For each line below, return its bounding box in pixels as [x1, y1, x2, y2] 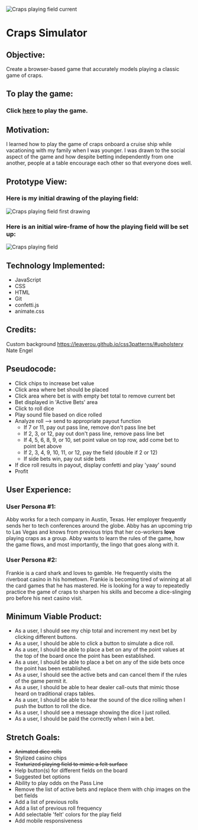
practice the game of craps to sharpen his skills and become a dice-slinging [6, 588, 191, 595]
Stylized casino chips [14, 754, 67, 761]
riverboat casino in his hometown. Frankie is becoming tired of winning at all [6, 576, 192, 583]
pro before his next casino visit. [6, 595, 83, 602]
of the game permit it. [14, 677, 68, 684]
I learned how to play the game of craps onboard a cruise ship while [6, 141, 172, 148]
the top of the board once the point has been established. [14, 653, 155, 660]
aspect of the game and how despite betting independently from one [6, 153, 174, 160]
